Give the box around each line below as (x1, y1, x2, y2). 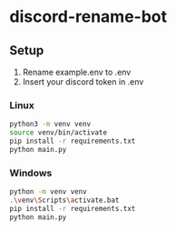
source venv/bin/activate (9, 128, 107, 137)
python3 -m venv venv (9, 120, 92, 129)
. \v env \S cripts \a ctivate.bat (9, 196, 120, 205)
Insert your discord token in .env (22, 76, 144, 87)
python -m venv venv (9, 187, 88, 196)
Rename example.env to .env (22, 66, 132, 77)
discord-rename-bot (9, 6, 168, 27)
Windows (9, 166, 53, 179)
